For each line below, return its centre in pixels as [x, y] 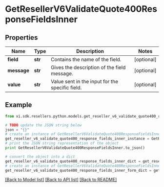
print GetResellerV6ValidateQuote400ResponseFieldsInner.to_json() [75, 148]
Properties [21, 37]
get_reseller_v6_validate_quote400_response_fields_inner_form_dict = [78, 170]
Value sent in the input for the [84, 82]
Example [19, 105]
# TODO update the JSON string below [43, 125]
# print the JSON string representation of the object [62, 143]
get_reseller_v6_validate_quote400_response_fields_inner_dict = [73, 161]
